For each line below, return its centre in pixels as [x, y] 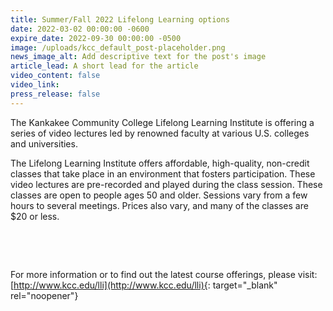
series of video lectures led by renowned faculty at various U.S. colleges [160, 133]
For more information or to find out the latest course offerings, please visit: [164, 274]
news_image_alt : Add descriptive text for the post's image [138, 57]
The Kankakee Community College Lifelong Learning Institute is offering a [162, 122]
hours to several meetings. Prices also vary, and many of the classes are [159, 205]
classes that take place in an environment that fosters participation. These [163, 173]
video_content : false [55, 76]
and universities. [44, 143]
